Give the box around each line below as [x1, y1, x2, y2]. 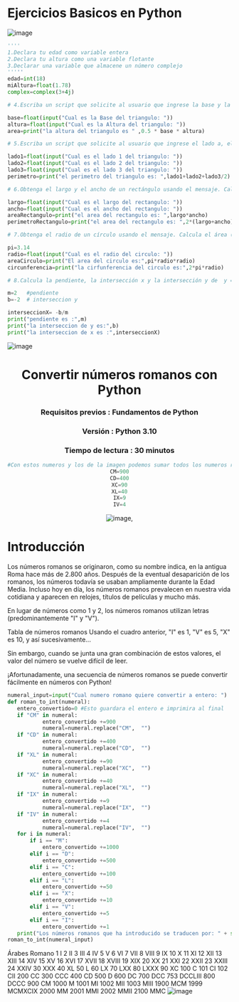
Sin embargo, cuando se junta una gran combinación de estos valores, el [7, 649, 221, 658]
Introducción [7, 539, 85, 555]
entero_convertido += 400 [42, 738, 116, 745]
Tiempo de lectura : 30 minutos [64, 445, 175, 455]
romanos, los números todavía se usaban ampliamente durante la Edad [7, 577, 216, 586]
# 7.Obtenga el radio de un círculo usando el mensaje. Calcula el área [7, 231, 228, 239]
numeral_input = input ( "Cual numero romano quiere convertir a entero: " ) [7, 692, 228, 699]
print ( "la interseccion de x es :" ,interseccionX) [7, 329, 161, 336]
